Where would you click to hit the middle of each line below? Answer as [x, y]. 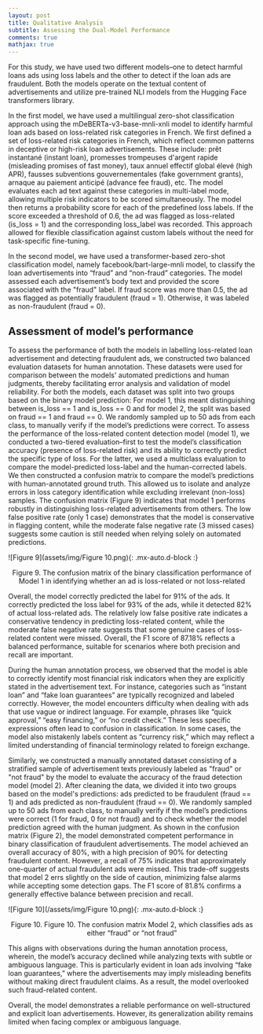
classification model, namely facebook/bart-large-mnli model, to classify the [131, 265]
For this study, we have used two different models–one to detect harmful [126, 67]
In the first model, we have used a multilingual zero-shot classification [121, 116]
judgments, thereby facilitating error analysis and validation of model [119, 383]
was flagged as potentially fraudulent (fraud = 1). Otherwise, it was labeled [129, 298]
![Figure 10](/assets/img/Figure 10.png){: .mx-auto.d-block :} [106, 909]
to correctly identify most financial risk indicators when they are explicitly [126, 678]
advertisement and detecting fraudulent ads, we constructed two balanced [129, 358]
